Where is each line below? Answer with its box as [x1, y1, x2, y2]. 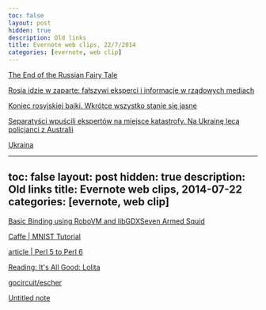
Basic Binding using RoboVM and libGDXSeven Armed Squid [8, 216, 206, 226]
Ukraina [8, 140, 34, 149]
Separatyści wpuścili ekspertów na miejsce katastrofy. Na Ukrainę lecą [8, 117, 240, 125]
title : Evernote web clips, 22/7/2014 [8, 41, 136, 49]
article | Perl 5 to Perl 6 [8, 247, 83, 256]
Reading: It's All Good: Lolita [8, 262, 101, 272]
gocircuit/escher [8, 277, 62, 287]
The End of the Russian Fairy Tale [8, 71, 118, 79]
